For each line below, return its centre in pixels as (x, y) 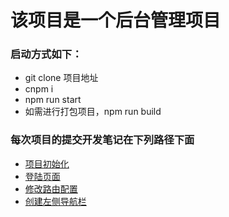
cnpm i (39, 89)
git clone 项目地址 (61, 78)
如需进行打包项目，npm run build (93, 112)
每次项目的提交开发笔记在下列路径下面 (102, 140)
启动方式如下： (46, 54)
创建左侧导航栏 (55, 201)
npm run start (53, 100)
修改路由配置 (51, 188)
